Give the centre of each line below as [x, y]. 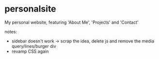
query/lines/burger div [34, 46]
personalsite [30, 9]
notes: [11, 31]
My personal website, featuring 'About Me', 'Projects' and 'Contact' [72, 22]
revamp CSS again [30, 51]
